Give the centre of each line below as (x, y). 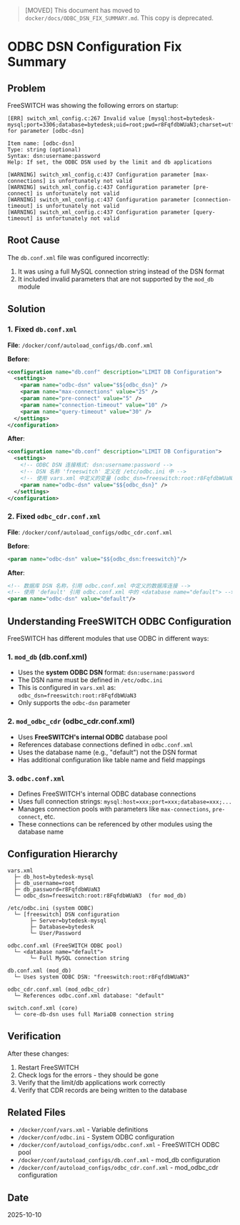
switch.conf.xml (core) (43, 1008)
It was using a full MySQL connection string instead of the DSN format (121, 271)
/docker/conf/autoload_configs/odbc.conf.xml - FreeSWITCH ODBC (119, 1145)
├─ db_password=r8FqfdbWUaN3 (57, 889)
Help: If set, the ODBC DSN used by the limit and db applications (110, 162)
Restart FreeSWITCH (48, 1067)
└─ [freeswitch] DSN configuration (67, 914)
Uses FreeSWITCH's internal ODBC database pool (92, 737)
